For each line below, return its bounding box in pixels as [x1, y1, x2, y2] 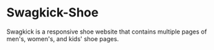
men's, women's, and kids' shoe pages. [6, 34, 119, 42]
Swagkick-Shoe [6, 5, 99, 21]
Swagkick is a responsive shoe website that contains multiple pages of [6, 27, 207, 36]
